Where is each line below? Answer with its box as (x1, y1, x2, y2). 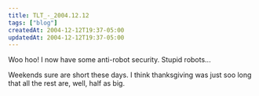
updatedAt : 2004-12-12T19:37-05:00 (8, 33, 125, 42)
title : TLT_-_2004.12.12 (8, 11, 89, 20)
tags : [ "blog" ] (8, 19, 58, 27)
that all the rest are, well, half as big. (8, 79, 126, 88)
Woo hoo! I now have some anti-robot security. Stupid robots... (8, 55, 211, 65)
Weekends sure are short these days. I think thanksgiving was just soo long (8, 70, 252, 79)
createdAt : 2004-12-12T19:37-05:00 (8, 26, 125, 34)
